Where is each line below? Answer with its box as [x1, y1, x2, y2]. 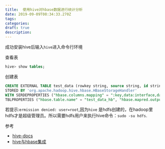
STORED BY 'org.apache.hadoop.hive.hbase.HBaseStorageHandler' [5, 88, 137, 93]
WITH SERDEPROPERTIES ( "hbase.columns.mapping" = [5, 93, 109, 98]
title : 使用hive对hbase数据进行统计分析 [5, 7, 83, 12]
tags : [5, 16, 16, 21]
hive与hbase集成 [12, 139, 47, 145]
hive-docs [12, 133, 33, 139]
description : [5, 30, 32, 35]
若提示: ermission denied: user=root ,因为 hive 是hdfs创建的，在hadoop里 [5, 106, 153, 113]
